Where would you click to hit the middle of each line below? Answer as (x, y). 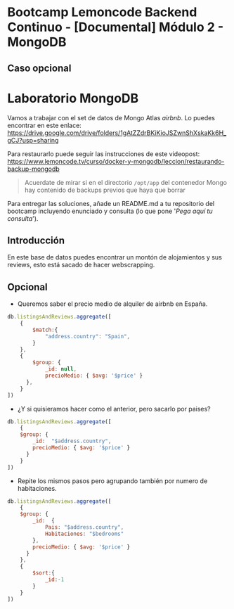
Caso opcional (39, 68)
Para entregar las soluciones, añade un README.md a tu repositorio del (111, 203)
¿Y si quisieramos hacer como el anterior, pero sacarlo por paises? (114, 409)
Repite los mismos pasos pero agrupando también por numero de (112, 481)
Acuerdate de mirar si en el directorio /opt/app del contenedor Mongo (125, 182)
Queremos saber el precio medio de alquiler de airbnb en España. (112, 304)
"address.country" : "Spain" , (87, 336)
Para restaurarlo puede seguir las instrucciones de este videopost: (104, 154)
